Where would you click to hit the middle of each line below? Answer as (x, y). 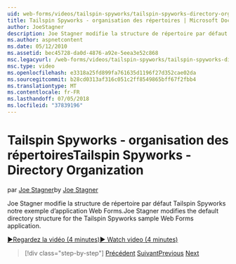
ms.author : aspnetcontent (45, 40)
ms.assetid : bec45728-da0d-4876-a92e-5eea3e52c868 (83, 54)
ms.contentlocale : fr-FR (44, 92)
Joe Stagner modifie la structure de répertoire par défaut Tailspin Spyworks (117, 203)
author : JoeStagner (36, 27)
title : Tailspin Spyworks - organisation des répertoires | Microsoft (113, 20)
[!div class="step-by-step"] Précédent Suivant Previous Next (112, 253)
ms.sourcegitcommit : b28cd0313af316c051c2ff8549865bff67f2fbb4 (102, 79)
